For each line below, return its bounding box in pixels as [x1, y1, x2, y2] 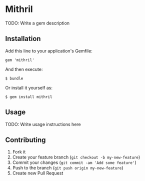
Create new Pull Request [12, 170, 63, 176]
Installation [5, 34, 41, 43]
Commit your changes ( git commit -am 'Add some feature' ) [12, 159, 136, 165]
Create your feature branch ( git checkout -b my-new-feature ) [12, 154, 140, 160]
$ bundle [5, 76, 23, 81]
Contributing [5, 135, 46, 144]
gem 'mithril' [5, 57, 35, 62]
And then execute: [5, 66, 43, 72]
